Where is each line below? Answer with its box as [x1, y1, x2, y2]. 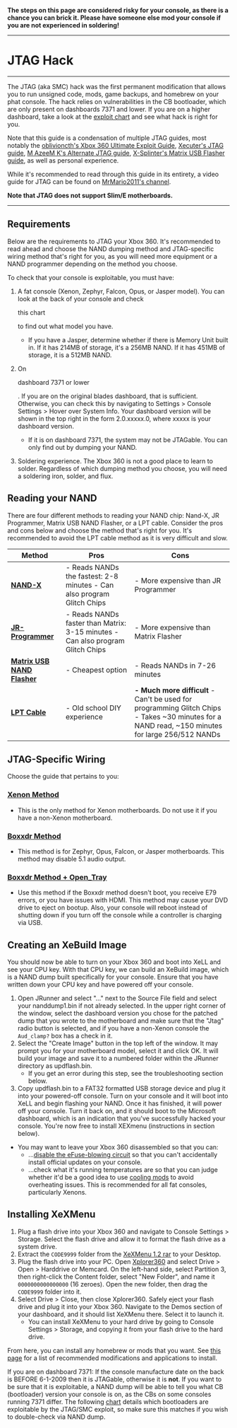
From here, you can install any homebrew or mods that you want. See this [7, 1346, 221, 1354]
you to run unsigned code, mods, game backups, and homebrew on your [7, 90, 219, 98]
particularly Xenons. [28, 1188, 87, 1197]
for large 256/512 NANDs [134, 729, 221, 739]
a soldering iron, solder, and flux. [17, 472, 114, 480]
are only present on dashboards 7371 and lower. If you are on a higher [7, 105, 210, 113]
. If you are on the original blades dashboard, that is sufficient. [17, 392, 198, 400]
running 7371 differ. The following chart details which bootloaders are [7, 1397, 209, 1406]
